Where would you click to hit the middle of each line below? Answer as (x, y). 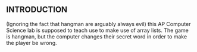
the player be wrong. (32, 43)
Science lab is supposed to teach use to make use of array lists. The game (98, 30)
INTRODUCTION (37, 10)
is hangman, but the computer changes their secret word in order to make (97, 36)
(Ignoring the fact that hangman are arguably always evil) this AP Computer (98, 24)
